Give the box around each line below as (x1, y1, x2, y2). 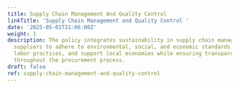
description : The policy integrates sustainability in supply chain (7, 37, 215, 44)
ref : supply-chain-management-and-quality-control (7, 70, 161, 77)
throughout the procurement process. (14, 57, 126, 64)
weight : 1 (7, 30, 37, 38)
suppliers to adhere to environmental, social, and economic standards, (14, 43, 234, 50)
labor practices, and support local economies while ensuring (14, 50, 202, 57)
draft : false (7, 63, 46, 70)
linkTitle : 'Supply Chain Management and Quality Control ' (7, 17, 190, 24)
